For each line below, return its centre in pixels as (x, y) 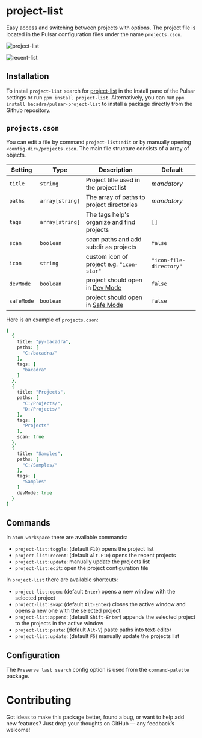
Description (116, 170)
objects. (16, 155)
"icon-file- (168, 260)
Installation (28, 76)
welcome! (18, 730)
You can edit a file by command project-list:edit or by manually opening (99, 142)
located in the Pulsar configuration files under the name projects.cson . (94, 34)
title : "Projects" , (41, 392)
